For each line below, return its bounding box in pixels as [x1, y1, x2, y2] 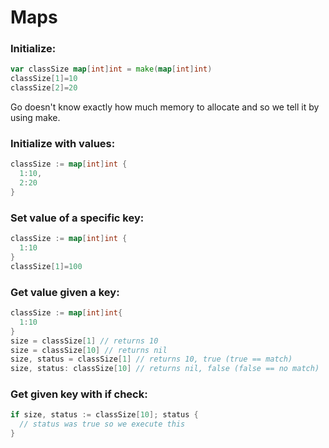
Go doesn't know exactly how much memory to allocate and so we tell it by [10, 101, 320, 113]
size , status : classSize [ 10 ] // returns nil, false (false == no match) [10, 364, 320, 374]
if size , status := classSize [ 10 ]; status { [10, 410, 199, 420]
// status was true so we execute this [19, 419, 186, 430]
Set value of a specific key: [10, 211, 145, 225]
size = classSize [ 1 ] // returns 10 [10, 336, 159, 346]
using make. [10, 112, 61, 124]
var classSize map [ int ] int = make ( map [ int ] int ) [10, 64, 213, 75]
